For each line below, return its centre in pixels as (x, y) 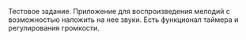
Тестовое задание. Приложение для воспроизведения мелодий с (119, 11)
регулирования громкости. (54, 28)
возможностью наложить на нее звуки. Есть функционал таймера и (123, 20)
